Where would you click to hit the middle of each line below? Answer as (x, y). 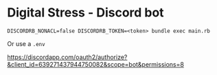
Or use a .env (26, 43)
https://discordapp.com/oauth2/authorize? (67, 57)
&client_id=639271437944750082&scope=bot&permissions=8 (95, 64)
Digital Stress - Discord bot (85, 13)
